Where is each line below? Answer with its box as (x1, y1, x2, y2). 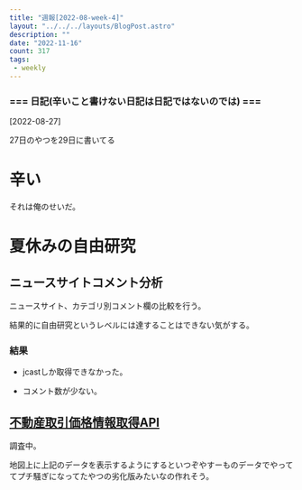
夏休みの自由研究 (9, 236, 137, 257)
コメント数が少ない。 (22, 385, 102, 397)
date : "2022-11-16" (9, 38, 83, 48)
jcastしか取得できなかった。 (22, 366, 128, 377)
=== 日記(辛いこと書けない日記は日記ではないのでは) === (9, 95, 261, 107)
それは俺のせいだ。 (9, 201, 81, 212)
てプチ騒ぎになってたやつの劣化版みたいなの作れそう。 (9, 471, 215, 482)
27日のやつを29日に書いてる (9, 134, 115, 145)
